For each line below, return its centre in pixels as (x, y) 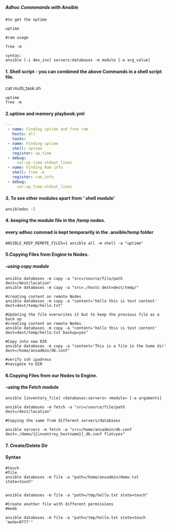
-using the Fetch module (32, 387)
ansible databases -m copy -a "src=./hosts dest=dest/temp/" (72, 288)
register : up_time (32, 153)
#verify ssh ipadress (29, 360)
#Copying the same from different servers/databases (63, 421)
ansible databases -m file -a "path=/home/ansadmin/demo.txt (72, 477)
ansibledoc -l (21, 209)
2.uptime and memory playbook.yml (45, 114)
